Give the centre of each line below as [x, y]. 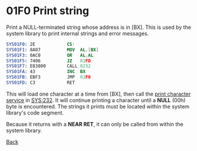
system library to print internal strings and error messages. [78, 33]
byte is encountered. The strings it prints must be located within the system [98, 106]
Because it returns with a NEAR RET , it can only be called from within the [95, 124]
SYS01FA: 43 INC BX [46, 72]
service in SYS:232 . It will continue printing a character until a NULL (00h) [96, 100]
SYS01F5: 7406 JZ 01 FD [49, 61]
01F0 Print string [48, 11]
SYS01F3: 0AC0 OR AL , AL [50, 55]
